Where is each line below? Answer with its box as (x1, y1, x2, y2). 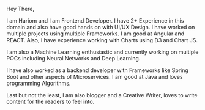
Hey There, (6, 5, 35, 12)
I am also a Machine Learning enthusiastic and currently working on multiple (6, 48, 199, 56)
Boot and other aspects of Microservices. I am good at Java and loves (6, 73, 183, 80)
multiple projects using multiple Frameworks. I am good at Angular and (6, 30, 185, 37)
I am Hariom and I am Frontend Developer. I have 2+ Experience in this (6, 17, 184, 24)
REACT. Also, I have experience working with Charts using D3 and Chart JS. (6, 37, 198, 43)
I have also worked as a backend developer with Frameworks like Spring (6, 67, 188, 74)
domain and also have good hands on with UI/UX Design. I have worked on (6, 24, 195, 31)
